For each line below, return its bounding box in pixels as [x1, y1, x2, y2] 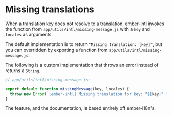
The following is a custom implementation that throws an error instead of [5, 62, 159, 68]
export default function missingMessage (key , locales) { [5, 86, 130, 91]
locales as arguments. [5, 31, 53, 37]
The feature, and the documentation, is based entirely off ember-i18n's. [5, 105, 156, 111]
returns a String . [5, 67, 41, 74]
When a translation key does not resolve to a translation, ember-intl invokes [5, 20, 165, 27]
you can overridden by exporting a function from [5, 47, 108, 53]
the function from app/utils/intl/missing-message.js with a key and [5, 26, 150, 32]
